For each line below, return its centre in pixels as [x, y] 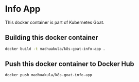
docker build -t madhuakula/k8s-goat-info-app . [55, 49]
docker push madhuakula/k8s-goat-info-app [49, 75]
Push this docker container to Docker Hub [70, 64]
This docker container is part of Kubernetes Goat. [55, 22]
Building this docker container [52, 38]
